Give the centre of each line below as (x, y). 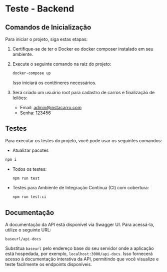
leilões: (20, 98)
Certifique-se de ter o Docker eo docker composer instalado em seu (83, 49)
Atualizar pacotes (30, 150)
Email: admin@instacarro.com (50, 107)
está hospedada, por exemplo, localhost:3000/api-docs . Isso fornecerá (79, 254)
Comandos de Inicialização (48, 27)
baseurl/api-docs (23, 239)
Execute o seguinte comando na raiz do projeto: (62, 64)
